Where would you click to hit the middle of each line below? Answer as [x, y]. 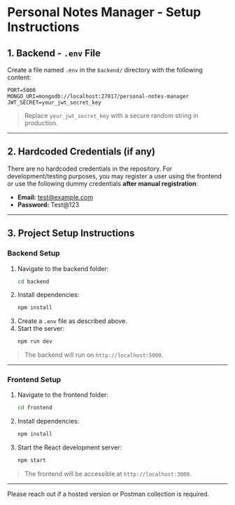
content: [19, 77]
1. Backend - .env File [54, 53]
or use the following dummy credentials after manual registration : [103, 183]
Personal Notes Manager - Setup [104, 12]
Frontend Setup [34, 380]
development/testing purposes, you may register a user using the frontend [115, 176]
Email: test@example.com [55, 197]
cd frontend [35, 408]
